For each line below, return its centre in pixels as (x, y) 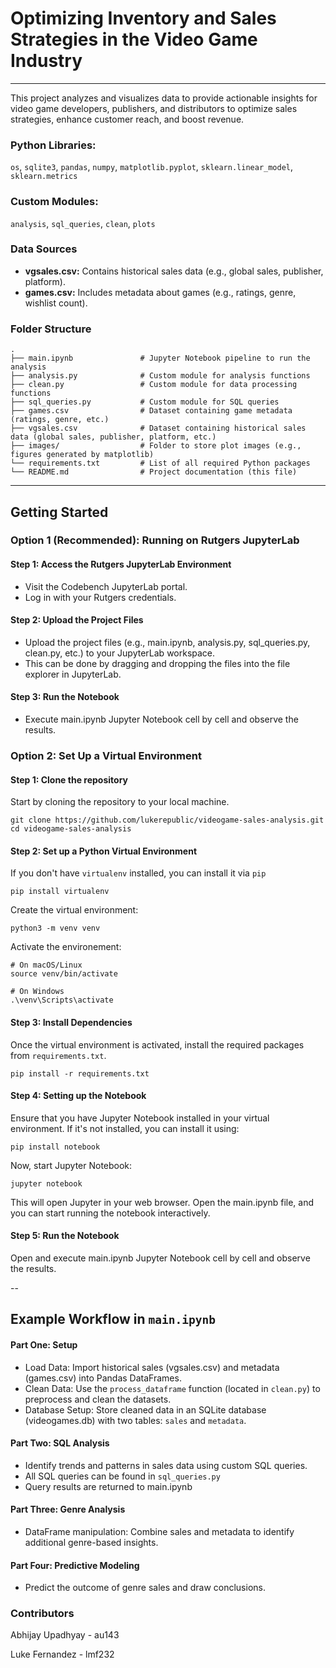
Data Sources (44, 249)
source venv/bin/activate (64, 974)
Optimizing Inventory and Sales (143, 18)
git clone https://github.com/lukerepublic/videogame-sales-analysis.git (167, 820)
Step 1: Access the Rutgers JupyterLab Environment (121, 564)
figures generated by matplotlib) (82, 455)
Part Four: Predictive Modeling (75, 1565)
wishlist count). (56, 303)
